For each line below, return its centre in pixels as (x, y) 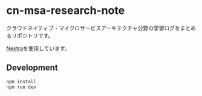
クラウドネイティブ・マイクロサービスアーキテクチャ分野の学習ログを (93, 28)
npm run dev (21, 87)
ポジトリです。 (35, 35)
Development (32, 68)
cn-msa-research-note (66, 11)
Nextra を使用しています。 (38, 48)
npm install (21, 82)
